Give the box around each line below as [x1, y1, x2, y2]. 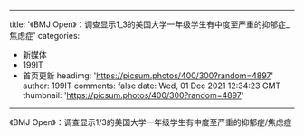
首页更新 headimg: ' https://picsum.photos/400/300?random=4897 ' [22, 70, 274, 81]
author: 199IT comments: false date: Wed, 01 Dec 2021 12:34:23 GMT [22, 80, 281, 91]
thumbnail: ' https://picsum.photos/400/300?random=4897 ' [22, 90, 244, 100]
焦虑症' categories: [9, 31, 81, 41]
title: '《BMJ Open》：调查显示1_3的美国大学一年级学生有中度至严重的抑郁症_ [9, 19, 290, 30]
